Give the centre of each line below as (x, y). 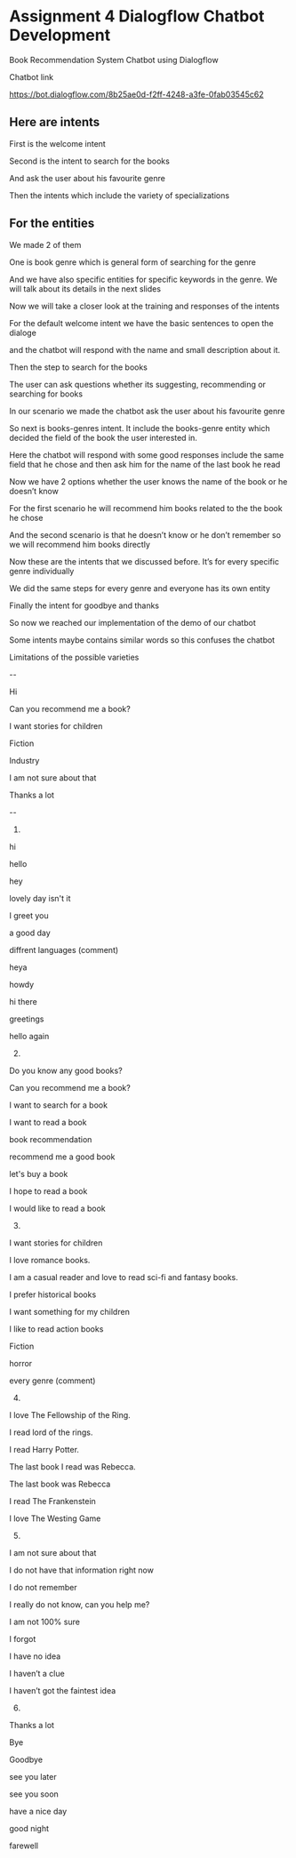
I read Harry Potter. (44, 1449)
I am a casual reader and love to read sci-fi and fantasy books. (124, 1277)
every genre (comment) (52, 1381)
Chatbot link (32, 76)
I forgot (23, 1638)
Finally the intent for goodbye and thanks (84, 605)
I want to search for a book (59, 1105)
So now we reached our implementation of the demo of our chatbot (132, 622)
